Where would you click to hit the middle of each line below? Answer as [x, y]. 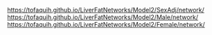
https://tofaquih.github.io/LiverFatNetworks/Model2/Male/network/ [103, 17]
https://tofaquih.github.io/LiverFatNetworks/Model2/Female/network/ [106, 24]
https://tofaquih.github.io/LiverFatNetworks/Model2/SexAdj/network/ [106, 10]
